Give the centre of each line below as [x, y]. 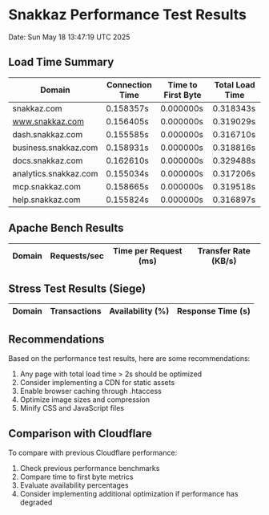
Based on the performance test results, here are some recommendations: [129, 359]
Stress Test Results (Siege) [77, 288]
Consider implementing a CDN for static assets [97, 383]
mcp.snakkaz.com [47, 186]
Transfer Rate [224, 250]
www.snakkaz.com [48, 121]
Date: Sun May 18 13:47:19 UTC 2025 [69, 37]
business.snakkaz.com [55, 148]
